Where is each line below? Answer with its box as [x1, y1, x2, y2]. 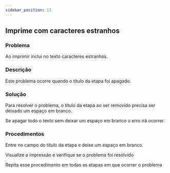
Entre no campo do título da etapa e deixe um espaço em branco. [5, 142, 143, 148]
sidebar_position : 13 [5, 7, 52, 13]
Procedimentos [5, 130, 45, 137]
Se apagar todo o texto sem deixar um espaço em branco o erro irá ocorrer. [5, 117, 165, 123]
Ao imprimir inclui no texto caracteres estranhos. [5, 53, 109, 59]
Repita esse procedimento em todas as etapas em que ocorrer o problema [5, 162, 162, 168]
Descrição [5, 66, 32, 73]
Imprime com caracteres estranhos [5, 27, 120, 35]
